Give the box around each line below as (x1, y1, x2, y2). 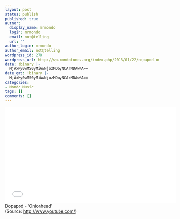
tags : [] (5, 89, 23, 94)
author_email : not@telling (5, 48, 60, 53)
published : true (5, 16, 38, 21)
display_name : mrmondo (9, 25, 56, 30)
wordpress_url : (5, 57, 36, 62)
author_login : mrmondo (5, 44, 51, 48)
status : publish (5, 12, 38, 17)
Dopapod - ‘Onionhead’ (5, 203, 53, 209)
